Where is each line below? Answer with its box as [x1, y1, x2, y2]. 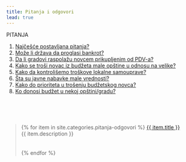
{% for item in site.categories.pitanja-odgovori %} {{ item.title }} [21, 123, 180, 131]
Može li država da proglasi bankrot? [14, 49, 104, 56]
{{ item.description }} [21, 130, 74, 137]
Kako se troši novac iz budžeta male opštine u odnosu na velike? [14, 61, 176, 69]
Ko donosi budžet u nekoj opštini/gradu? [14, 87, 116, 95]
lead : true [6, 14, 34, 20]
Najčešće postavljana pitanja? [14, 43, 89, 50]
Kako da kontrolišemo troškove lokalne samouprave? [14, 68, 147, 75]
